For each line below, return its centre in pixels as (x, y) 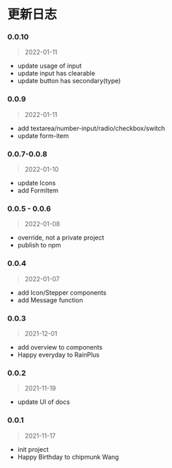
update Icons (37, 183)
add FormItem (38, 190)
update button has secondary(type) (69, 81)
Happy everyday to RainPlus (59, 355)
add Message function (50, 300)
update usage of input (50, 66)
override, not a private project (61, 238)
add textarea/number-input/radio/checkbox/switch (91, 128)
